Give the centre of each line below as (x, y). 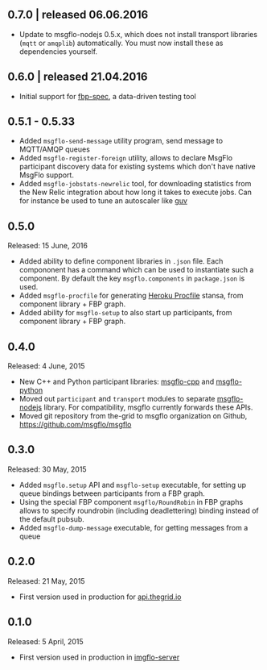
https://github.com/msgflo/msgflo (75, 425)
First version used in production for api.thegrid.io (100, 597)
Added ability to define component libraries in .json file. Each (121, 261)
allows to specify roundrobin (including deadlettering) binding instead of (139, 510)
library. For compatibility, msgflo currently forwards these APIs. (148, 407)
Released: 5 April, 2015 (45, 641)
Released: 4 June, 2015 (46, 366)
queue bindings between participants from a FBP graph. (112, 493)
